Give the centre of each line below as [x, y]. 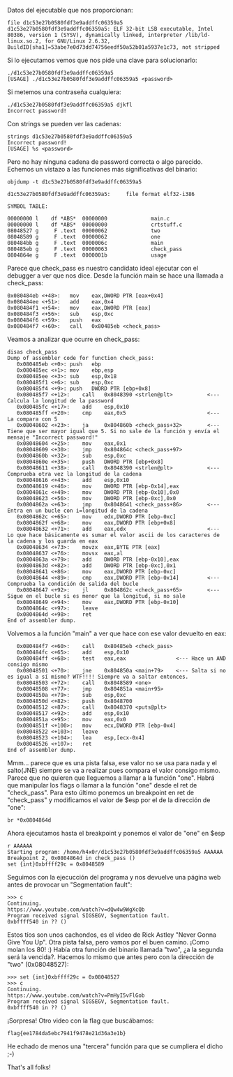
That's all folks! [29, 1067]
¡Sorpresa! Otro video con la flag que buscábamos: [81, 1020]
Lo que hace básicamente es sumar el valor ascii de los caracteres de [113, 535]
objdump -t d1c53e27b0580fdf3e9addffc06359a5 [74, 182]
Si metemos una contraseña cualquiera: [64, 92]
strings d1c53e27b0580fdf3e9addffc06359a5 [70, 137]
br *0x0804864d [29, 820]
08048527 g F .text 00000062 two [84, 231]
